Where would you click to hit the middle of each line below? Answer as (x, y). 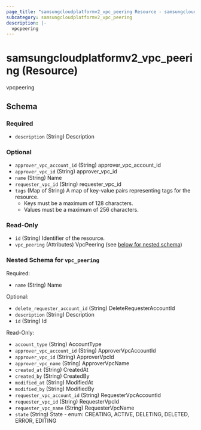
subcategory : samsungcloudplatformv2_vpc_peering (69, 17)
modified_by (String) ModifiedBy (54, 389)
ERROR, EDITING (36, 420)
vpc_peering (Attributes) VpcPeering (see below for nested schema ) (98, 245)
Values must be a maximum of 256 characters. (81, 210)
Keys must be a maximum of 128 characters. (78, 203)
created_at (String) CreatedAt (51, 369)
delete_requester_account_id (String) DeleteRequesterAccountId (95, 308)
